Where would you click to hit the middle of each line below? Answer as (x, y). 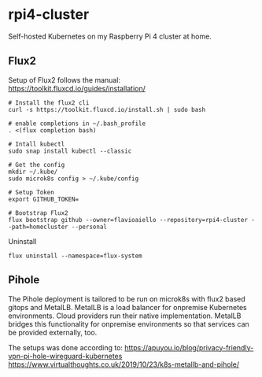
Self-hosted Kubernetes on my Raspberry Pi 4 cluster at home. (110, 36)
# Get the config (37, 164)
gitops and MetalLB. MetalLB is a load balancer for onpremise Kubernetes (127, 307)
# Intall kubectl (37, 144)
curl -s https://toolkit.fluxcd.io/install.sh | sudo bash (107, 109)
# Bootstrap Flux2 (38, 213)
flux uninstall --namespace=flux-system (76, 256)
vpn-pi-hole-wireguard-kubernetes (65, 356)
